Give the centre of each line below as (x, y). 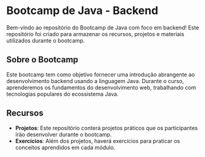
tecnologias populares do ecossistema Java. (62, 94)
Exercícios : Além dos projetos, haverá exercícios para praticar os (98, 141)
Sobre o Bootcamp (42, 60)
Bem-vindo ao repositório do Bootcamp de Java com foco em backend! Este (103, 27)
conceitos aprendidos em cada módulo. (65, 147)
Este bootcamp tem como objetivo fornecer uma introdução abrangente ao (101, 75)
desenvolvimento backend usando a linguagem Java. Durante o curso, (95, 81)
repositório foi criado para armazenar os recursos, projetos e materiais (95, 34)
